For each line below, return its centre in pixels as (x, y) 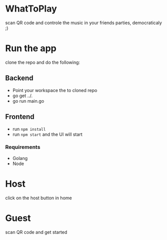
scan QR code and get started (36, 232)
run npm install (29, 129)
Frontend (20, 117)
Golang (20, 158)
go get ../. (22, 96)
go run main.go (28, 101)
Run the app (31, 49)
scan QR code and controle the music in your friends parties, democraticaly (84, 23)
